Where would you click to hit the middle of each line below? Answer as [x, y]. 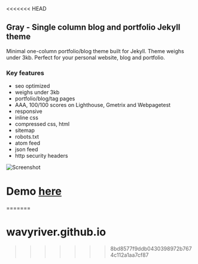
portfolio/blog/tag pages [45, 99]
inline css [27, 118]
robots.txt [27, 137]
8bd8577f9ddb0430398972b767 [151, 248]
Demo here [34, 191]
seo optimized [32, 86]
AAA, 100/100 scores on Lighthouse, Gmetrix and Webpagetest [93, 105]
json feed [26, 149]
